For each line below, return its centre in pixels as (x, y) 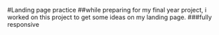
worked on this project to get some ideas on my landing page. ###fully (109, 17)
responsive (24, 24)
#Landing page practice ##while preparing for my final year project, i (107, 10)
